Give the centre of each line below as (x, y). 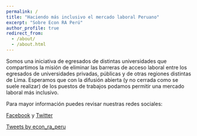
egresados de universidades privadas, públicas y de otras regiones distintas (99, 74)
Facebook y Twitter (29, 115)
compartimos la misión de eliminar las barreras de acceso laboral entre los (97, 67)
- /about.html (29, 45)
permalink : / (22, 11)
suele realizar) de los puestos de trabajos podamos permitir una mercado (95, 86)
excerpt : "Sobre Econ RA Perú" (45, 22)
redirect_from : (25, 34)
